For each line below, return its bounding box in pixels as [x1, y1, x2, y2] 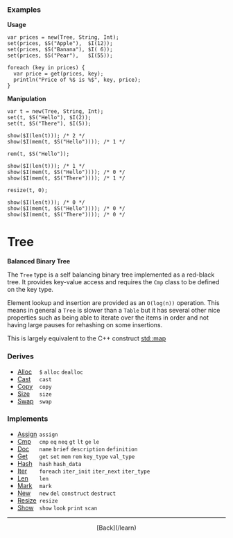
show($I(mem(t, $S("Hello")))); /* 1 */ [7, 139, 126, 146]
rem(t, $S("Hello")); [7, 150, 70, 157]
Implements [7, 414, 49, 424]
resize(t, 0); [7, 187, 49, 194]
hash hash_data [39, 460, 82, 467]
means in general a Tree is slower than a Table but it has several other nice [7, 306, 221, 315]
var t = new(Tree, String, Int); [7, 108, 104, 115]
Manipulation [7, 95, 46, 103]
